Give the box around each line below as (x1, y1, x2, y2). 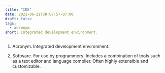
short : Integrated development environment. (5, 30, 98, 35)
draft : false (5, 16, 32, 21)
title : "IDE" (5, 7, 32, 12)
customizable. (12, 63, 41, 69)
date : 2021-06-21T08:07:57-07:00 (5, 12, 74, 17)
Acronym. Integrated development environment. (12, 44, 110, 49)
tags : (5, 21, 16, 26)
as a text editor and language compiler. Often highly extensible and (12, 58, 149, 64)
